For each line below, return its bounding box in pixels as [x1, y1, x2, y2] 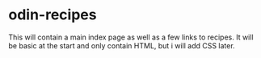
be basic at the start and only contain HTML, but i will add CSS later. [8, 40, 236, 50]
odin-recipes [8, 6, 97, 24]
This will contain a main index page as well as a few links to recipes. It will [8, 32, 254, 42]
